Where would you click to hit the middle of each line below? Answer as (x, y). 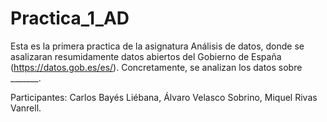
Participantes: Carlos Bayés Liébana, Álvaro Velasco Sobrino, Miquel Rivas (164, 97)
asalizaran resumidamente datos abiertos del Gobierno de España (146, 56)
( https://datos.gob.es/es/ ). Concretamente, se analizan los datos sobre (156, 67)
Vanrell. (26, 108)
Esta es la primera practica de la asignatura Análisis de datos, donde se (157, 46)
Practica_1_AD (70, 18)
